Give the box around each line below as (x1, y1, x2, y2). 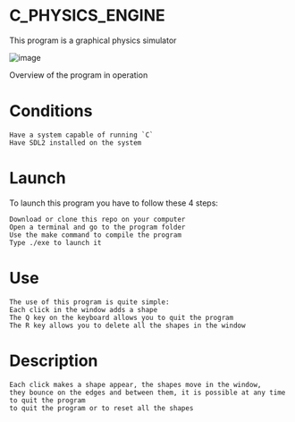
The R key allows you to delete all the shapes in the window (9, 321, 246, 330)
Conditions (9, 101, 93, 122)
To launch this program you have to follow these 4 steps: (9, 198, 219, 208)
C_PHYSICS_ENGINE (9, 5, 165, 26)
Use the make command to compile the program (9, 230, 181, 240)
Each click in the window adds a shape (9, 305, 158, 314)
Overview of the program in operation (9, 69, 148, 80)
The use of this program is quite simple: (9, 297, 170, 307)
